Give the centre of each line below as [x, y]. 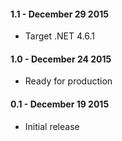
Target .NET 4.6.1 [59, 36]
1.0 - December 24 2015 [61, 59]
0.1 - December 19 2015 [60, 104]
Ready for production [68, 81]
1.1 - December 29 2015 [59, 14]
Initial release [52, 126]
